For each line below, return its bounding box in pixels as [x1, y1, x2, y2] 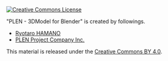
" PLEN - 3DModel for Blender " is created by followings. [6, 18, 145, 25]
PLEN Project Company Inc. [15, 36, 85, 43]
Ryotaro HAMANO [15, 30, 61, 37]
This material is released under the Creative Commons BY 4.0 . [6, 48, 163, 55]
